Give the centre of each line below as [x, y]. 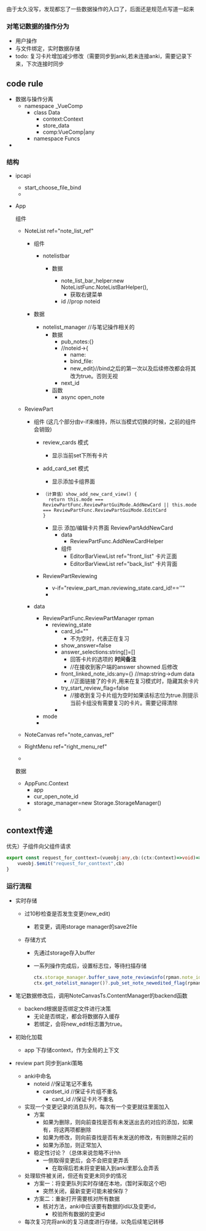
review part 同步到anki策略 [49, 1063]
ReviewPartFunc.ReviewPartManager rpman [98, 619]
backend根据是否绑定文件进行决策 [68, 1008]
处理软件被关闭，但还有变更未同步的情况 [75, 1175]
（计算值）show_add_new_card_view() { [90, 494]
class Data [47, 113]
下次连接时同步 [45, 64]
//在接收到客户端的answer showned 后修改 [124, 667]
